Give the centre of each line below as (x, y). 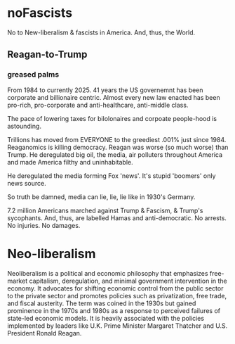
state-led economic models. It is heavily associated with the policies (106, 318)
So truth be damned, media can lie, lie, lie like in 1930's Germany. (101, 197)
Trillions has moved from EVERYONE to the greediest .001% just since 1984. (117, 139)
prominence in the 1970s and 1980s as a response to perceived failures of (114, 310)
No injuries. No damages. (44, 225)
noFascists (40, 13)
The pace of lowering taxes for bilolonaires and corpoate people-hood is (112, 118)
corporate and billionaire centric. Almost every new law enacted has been (114, 97)
